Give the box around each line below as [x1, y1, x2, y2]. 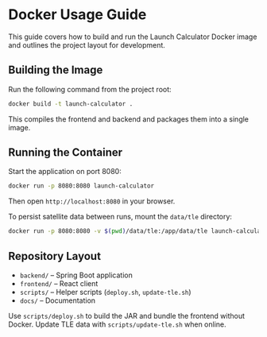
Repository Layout [8, 249, 102, 263]
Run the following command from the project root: [8, 84, 172, 94]
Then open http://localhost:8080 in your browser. [8, 196, 176, 206]
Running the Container [8, 145, 123, 160]
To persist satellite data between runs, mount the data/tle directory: [8, 212, 233, 222]
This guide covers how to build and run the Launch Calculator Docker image [8, 32, 257, 41]
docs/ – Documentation [19, 296, 96, 305]
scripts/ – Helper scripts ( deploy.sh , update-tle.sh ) [19, 288, 192, 296]
